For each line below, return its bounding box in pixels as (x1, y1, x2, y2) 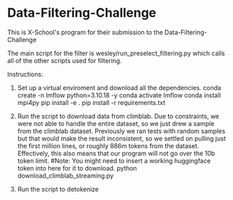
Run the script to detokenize (17, 185, 99, 193)
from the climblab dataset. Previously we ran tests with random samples (17, 127, 226, 135)
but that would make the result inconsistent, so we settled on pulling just (17, 134, 226, 143)
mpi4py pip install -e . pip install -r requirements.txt (17, 98, 166, 106)
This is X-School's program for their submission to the (7, 28, 163, 36)
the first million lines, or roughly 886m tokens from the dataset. (17, 141, 199, 150)
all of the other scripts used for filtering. (7, 56, 122, 64)
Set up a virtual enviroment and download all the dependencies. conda (17, 83, 222, 92)
